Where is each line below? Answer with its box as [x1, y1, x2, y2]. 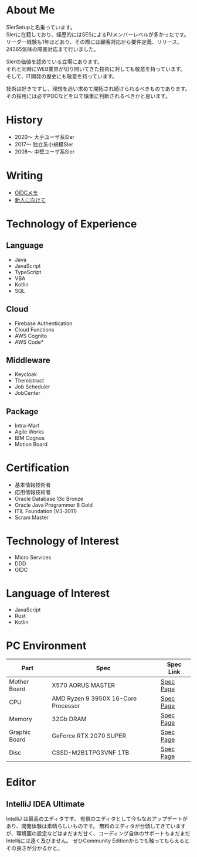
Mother [9, 678, 29, 685]
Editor [6, 776, 36, 789]
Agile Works [14, 428, 44, 435]
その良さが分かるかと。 [6, 845, 63, 851]
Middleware [6, 356, 51, 366]
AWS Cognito [14, 332, 47, 339]
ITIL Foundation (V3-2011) [14, 508, 77, 515]
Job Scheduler [14, 383, 50, 390]
